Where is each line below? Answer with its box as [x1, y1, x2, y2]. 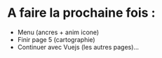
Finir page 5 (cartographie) [17, 35, 96, 43]
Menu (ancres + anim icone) [17, 28, 100, 36]
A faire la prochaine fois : [7, 5, 156, 21]
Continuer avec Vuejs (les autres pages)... [17, 43, 139, 51]
